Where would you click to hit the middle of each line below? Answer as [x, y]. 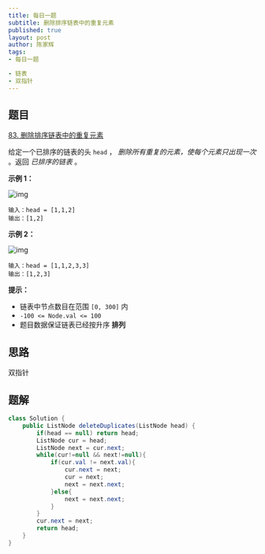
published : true [35, 30]
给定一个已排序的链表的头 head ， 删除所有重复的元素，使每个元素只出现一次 [132, 152]
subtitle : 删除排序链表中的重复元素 [61, 23]
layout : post [30, 37]
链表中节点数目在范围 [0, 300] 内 [74, 307]
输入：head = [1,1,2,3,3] [49, 266]
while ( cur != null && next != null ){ [91, 455]
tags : [17, 52]
